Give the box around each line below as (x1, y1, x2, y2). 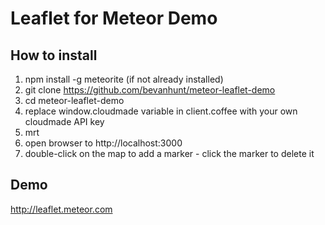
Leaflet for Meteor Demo (10, 7, 218, 30)
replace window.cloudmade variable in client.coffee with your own (24, 105, 298, 117)
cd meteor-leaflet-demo (24, 95, 125, 106)
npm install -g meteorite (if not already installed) (24, 73, 224, 85)
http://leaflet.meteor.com (10, 203, 113, 215)
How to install (10, 47, 98, 64)
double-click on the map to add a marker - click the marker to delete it (24, 148, 315, 159)
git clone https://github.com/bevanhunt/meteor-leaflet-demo (24, 84, 276, 96)
